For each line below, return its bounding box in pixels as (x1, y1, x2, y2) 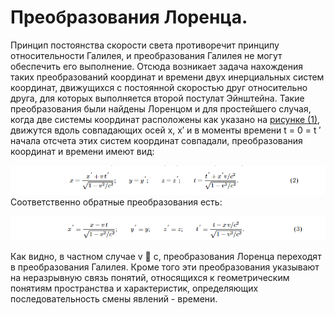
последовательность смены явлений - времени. (10, 292, 218, 305)
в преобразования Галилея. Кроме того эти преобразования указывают (10, 261, 320, 273)
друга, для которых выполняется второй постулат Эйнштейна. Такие (10, 92, 305, 104)
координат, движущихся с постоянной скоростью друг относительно (10, 81, 308, 93)
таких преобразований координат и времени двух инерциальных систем (10, 71, 325, 83)
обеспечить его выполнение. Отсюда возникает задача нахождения (10, 60, 304, 72)
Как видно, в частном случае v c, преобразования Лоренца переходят (10, 250, 322, 262)
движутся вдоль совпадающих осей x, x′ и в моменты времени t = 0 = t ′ (10, 124, 322, 136)
